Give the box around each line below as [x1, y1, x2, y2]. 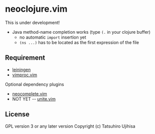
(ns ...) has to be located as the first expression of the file [19, 39, 139, 45]
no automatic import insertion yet [19, 34, 86, 40]
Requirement [5, 54, 45, 62]
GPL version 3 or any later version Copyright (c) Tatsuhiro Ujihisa [5, 123, 136, 129]
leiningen [12, 67, 31, 72]
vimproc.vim [12, 72, 38, 78]
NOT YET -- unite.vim [12, 96, 56, 102]
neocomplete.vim [12, 90, 47, 96]
